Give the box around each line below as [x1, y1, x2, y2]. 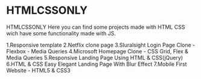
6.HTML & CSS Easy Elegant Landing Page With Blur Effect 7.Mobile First [6, 60, 187, 68]
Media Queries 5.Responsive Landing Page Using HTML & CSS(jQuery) [6, 54, 183, 61]
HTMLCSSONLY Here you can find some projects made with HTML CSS [6, 23, 185, 31]
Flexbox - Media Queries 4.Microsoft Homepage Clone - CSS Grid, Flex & [6, 47, 189, 54]
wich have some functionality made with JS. [6, 29, 116, 37]
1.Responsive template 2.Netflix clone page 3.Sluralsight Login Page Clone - [6, 41, 196, 48]
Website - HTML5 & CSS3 [6, 66, 71, 74]
